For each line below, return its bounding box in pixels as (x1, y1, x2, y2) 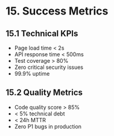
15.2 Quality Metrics (5, 88, 83, 98)
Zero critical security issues (14, 63, 84, 71)
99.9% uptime (14, 70, 50, 77)
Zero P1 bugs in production (14, 123, 82, 130)
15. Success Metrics (5, 4, 109, 18)
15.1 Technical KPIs (5, 28, 78, 39)
